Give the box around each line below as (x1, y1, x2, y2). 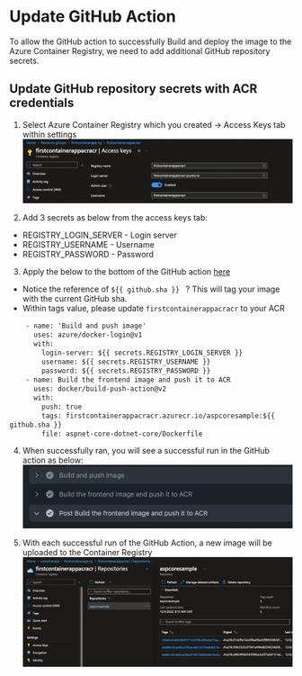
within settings (22, 129, 77, 140)
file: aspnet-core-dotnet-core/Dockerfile (41, 429, 203, 438)
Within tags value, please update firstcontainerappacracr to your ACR (22, 303, 286, 314)
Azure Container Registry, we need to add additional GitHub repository (9, 45, 271, 56)
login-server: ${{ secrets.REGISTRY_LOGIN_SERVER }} (41, 348, 244, 357)
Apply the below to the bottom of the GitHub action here (22, 266, 231, 277)
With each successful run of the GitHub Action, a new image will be (22, 537, 272, 548)
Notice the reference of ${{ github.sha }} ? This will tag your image (22, 284, 280, 294)
